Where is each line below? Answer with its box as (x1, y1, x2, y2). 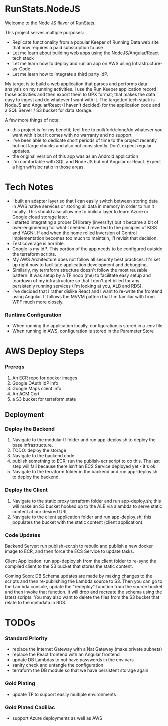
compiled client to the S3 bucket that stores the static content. (5, 563, 133, 569)
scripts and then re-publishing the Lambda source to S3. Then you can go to (5, 578, 163, 584)
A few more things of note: (5, 117, 60, 123)
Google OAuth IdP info (12, 380, 59, 386)
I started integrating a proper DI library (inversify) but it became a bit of (12, 219, 159, 225)
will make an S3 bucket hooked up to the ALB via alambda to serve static (12, 503, 162, 509)
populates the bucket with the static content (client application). (12, 519, 144, 525)
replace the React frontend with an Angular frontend (12, 651, 120, 658)
